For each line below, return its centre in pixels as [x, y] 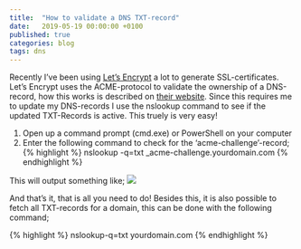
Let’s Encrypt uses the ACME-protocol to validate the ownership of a [137, 87]
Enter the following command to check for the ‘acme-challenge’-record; [156, 143]
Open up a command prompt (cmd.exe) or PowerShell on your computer [157, 133]
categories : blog [42, 43]
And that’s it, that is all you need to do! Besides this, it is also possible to [143, 198]
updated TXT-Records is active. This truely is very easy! [114, 116]
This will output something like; [67, 181]
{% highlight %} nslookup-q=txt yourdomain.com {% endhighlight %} [139, 235]
